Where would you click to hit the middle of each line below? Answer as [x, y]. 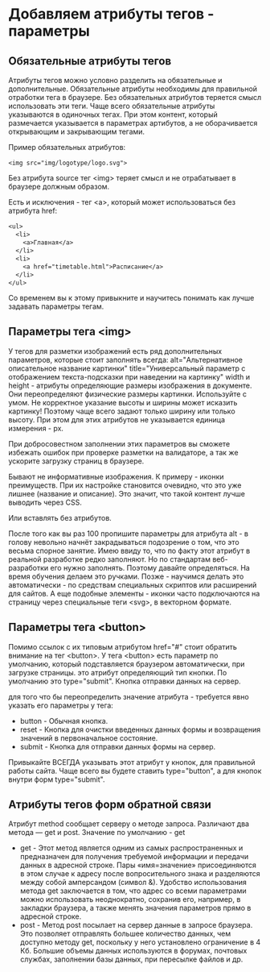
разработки [29, 567]
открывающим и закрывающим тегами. [77, 131]
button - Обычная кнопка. [64, 721]
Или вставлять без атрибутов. [60, 517]
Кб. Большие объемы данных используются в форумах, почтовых [133, 951]
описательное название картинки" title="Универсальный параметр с [127, 368]
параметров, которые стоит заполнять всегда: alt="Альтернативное [126, 359]
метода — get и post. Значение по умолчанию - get [97, 833]
